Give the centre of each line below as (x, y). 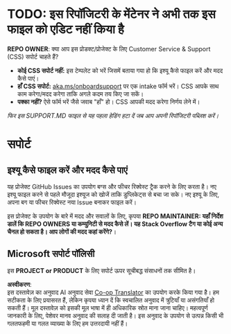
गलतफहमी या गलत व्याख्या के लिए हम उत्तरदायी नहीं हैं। (68, 323)
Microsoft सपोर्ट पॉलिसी (51, 254)
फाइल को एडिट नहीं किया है (66, 29)
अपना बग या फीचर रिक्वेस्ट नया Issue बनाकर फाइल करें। (72, 202)
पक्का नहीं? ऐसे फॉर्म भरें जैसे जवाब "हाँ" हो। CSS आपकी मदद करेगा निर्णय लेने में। (109, 102)
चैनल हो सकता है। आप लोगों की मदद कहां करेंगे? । (62, 231)
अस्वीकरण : (20, 284)
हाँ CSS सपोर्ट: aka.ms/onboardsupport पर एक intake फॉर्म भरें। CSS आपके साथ (118, 86)
